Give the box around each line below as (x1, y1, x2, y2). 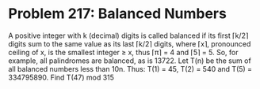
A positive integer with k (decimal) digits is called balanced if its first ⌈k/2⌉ (8, 31, 249, 40)
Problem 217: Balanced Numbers (8, 5, 227, 23)
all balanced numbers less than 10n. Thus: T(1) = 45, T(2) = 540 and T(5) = (8, 64, 252, 73)
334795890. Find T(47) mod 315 (8, 72, 115, 82)
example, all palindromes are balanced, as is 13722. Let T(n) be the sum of (8, 56, 251, 65)
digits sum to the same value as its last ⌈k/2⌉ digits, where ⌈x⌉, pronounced (8, 39, 251, 48)
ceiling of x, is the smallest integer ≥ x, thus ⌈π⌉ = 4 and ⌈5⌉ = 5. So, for (8, 47, 239, 57)
